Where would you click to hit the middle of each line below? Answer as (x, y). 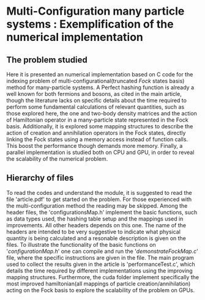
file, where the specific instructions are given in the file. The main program (100, 257)
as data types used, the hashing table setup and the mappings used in (95, 219)
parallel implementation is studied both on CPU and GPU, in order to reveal (100, 152)
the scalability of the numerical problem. (57, 159)
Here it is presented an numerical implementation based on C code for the (100, 74)
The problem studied (47, 60)
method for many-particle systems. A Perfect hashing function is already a (100, 87)
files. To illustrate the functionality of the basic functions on (81, 244)
